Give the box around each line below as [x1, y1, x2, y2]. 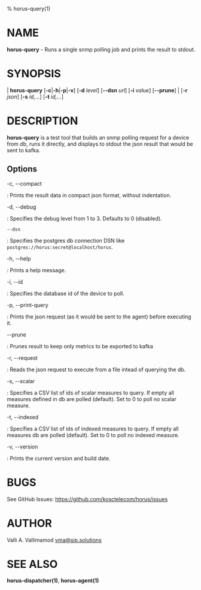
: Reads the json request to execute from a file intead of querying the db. [7, 366, 186, 373]
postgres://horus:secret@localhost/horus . [7, 243, 113, 251]
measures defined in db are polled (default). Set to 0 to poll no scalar [7, 395, 177, 402]
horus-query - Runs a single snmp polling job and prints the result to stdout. [7, 46, 196, 53]
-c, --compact [7, 180, 42, 187]
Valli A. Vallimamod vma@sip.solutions [7, 536, 102, 543]
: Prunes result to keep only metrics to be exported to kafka [7, 342, 153, 350]
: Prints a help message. [7, 266, 66, 273]
